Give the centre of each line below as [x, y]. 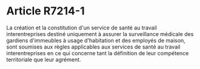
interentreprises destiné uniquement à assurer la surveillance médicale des [100, 34]
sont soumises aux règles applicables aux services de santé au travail [93, 47]
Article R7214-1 [45, 11]
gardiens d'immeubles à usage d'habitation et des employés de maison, [96, 40]
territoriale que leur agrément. [44, 59]
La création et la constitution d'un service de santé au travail [82, 28]
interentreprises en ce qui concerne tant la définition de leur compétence [98, 53]
